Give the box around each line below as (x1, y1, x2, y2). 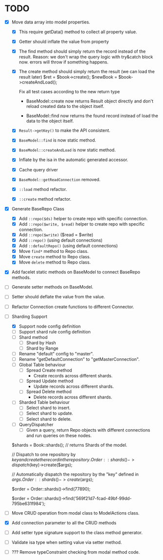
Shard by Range (26, 345, 59, 351)
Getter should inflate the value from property (19, 39, 109, 44)
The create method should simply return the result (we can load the (19, 69, 155, 75)
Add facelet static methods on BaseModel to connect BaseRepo (11, 269, 141, 275)
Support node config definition (19, 323, 81, 329)
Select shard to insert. (26, 405, 71, 411)
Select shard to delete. (26, 416, 72, 422)
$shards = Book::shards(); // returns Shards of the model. (11, 442, 127, 448)
